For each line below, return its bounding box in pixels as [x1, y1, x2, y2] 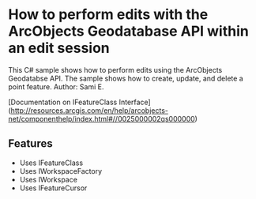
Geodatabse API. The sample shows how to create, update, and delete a [8, 73, 243, 83]
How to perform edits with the [8, 6, 209, 24]
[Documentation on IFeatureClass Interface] [8, 97, 152, 107]
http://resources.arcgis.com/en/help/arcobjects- [10, 105, 168, 115]
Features [8, 137, 53, 151]
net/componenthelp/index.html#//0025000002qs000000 [8, 114, 195, 123]
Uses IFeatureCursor [19, 183, 88, 193]
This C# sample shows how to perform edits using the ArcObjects [8, 65, 223, 74]
